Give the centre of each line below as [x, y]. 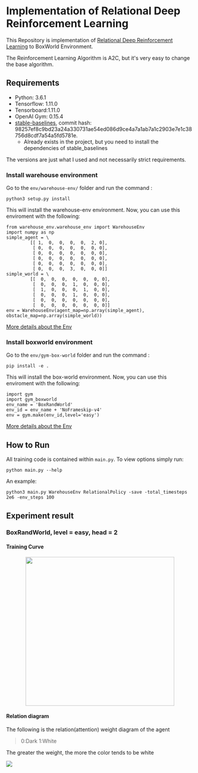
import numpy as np [30, 233]
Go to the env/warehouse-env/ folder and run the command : [79, 188]
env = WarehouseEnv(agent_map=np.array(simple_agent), [76, 311]
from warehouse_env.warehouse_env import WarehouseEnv [76, 227]
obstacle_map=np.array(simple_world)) [54, 316]
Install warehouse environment [52, 175]
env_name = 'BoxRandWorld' [40, 405]
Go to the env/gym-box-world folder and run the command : [78, 355]
